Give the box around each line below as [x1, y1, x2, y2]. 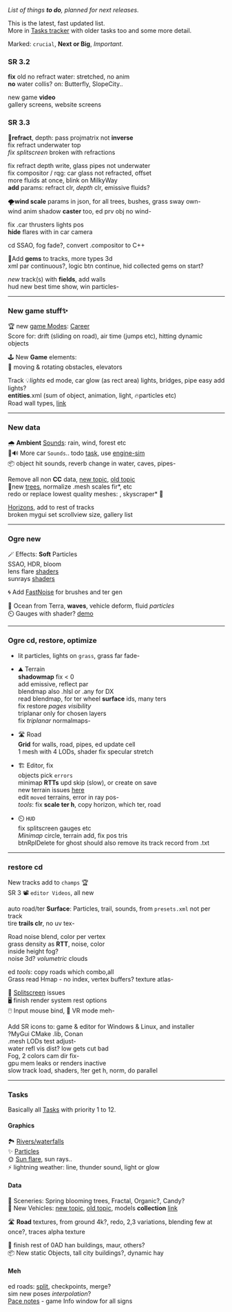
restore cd [8, 862, 43, 871]
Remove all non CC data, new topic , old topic [8, 475, 136, 484]
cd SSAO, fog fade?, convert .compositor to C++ [8, 241, 145, 249]
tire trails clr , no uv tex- [8, 919, 75, 928]
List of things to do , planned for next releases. [8, 6, 140, 14]
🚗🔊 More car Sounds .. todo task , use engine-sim [8, 449, 145, 457]
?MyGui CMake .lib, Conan [8, 1030, 83, 1038]
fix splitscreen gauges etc [17, 824, 92, 832]
